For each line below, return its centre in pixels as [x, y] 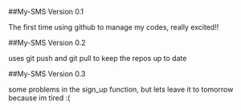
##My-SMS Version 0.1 [46, 12]
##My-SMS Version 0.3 [47, 74]
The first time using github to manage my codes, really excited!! [114, 27]
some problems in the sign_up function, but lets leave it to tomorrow [121, 89]
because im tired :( [39, 98]
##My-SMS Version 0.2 [47, 43]
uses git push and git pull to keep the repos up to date [98, 58]
